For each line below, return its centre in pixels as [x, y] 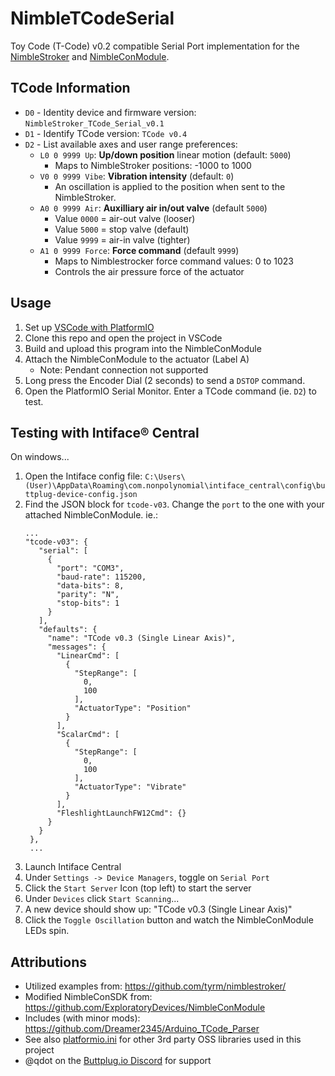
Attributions [49, 962]
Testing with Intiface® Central [105, 432]
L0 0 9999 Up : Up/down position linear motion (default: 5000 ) [165, 154]
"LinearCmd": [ [88, 656]
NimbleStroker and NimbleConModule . [90, 56]
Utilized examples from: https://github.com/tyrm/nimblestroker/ [155, 986]
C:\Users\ [165, 477]
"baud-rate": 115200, [101, 577]
